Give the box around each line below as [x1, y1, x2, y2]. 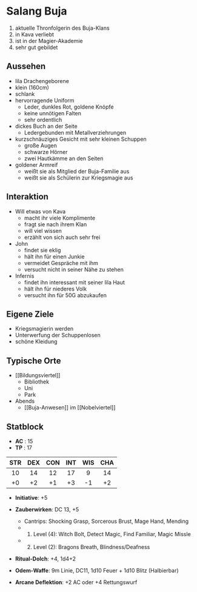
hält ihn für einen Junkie [24, 253, 85, 260]
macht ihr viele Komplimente [24, 214, 96, 221]
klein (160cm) [15, 84, 50, 91]
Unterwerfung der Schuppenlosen [15, 332, 101, 339]
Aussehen [6, 61, 46, 72]
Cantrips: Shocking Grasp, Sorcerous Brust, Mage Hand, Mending [24, 517, 189, 525]
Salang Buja [6, 4, 67, 18]
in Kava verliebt [15, 30, 55, 38]
